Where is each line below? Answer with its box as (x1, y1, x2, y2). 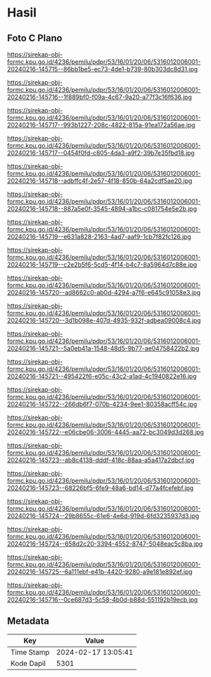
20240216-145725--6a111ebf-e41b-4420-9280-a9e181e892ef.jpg (7, 568, 192, 575)
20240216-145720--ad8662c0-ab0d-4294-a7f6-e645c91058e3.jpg (7, 289, 201, 296)
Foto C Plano (7, 32, 63, 44)
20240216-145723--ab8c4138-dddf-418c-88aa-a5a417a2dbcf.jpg (7, 456, 195, 464)
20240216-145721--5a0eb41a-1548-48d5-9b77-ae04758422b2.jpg (7, 344, 199, 352)
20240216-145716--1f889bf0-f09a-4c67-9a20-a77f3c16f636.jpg (7, 93, 192, 101)
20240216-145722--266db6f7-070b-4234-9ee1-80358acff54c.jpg (7, 400, 197, 408)
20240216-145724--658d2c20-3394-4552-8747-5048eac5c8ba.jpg (7, 540, 203, 548)
